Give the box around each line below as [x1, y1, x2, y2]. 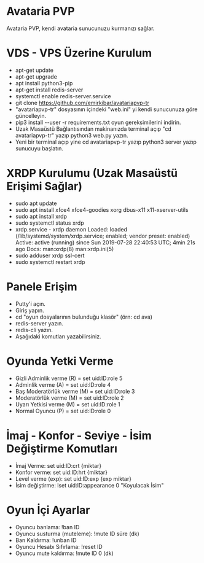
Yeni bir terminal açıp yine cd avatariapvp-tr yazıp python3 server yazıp [15, 138, 197, 146]
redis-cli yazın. [15, 326, 53, 333]
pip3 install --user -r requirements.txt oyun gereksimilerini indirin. [15, 118, 181, 126]
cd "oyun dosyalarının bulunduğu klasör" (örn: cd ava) [15, 313, 152, 320]
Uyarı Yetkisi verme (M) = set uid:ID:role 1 [15, 400, 121, 408]
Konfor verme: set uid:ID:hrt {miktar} [15, 468, 108, 476]
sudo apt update [15, 200, 57, 207]
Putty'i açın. [15, 300, 46, 308]
